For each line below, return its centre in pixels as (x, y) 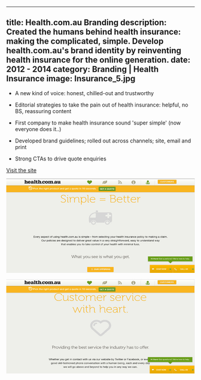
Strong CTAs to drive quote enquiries (60, 159)
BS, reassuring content (43, 111)
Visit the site (22, 170)
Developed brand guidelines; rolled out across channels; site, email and (103, 141)
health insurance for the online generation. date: (98, 60)
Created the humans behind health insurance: (94, 32)
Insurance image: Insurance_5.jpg (71, 79)
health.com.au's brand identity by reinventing (94, 51)
